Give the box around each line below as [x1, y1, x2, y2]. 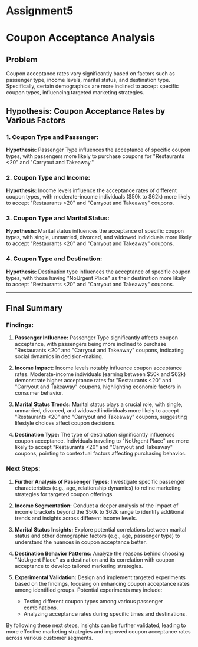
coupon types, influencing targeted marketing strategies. [6, 89, 144, 96]
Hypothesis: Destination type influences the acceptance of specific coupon [6, 268, 191, 275]
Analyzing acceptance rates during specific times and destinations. [23, 610, 187, 617]
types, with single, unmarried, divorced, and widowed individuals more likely [6, 234, 192, 241]
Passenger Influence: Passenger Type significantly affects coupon [14, 334, 179, 341]
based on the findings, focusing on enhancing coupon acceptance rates [14, 580, 190, 587]
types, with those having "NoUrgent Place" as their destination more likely [6, 274, 186, 281]
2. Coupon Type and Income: [6, 173, 90, 181]
